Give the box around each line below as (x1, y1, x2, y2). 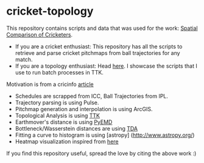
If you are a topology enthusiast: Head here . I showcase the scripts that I (15, 62, 198, 70)
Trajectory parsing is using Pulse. (15, 99, 99, 106)
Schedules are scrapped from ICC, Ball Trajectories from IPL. (15, 92, 169, 100)
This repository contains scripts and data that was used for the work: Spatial (6, 24, 198, 32)
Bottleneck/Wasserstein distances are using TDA (15, 125, 138, 132)
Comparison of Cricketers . (6, 31, 73, 38)
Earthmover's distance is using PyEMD (15, 118, 113, 126)
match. (15, 56, 33, 63)
